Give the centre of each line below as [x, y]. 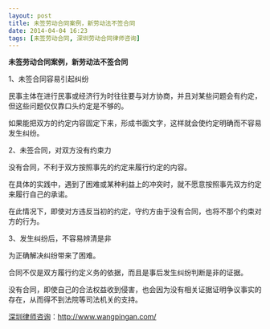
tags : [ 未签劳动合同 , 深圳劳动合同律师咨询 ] [74, 38]
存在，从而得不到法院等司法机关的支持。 [75, 300]
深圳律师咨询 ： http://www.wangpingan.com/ [82, 317]
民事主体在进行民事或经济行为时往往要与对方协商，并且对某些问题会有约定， [135, 96]
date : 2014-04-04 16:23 [48, 30]
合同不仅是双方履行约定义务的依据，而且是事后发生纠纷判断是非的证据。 [128, 273]
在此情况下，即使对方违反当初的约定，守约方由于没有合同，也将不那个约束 [131, 211]
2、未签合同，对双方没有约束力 [60, 150]
